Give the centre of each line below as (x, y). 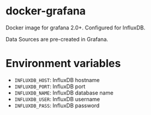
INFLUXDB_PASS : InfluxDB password (57, 105)
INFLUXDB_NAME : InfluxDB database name (64, 93)
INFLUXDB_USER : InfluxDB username (57, 99)
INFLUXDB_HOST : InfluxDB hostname (57, 80)
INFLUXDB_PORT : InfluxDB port (50, 86)
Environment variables (63, 63)
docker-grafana (46, 11)
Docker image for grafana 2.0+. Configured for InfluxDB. (75, 28)
